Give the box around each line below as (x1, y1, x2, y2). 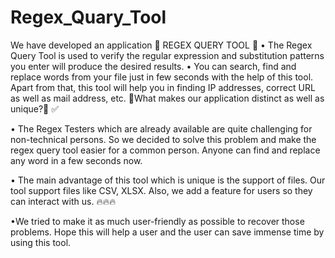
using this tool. (10, 236, 72, 248)
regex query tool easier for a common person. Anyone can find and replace (10, 144, 321, 156)
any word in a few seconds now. (10, 154, 143, 166)
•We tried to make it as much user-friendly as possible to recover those (10, 215, 305, 227)
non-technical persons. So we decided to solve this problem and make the (10, 133, 317, 145)
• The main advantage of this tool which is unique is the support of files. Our (10, 174, 326, 186)
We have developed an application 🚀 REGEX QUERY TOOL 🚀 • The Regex (10, 39, 313, 51)
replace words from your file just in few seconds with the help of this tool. (10, 71, 314, 83)
